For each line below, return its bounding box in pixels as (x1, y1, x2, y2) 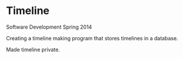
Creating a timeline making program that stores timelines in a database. (6, 34, 178, 41)
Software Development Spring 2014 (6, 23, 92, 30)
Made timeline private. (6, 46, 60, 53)
